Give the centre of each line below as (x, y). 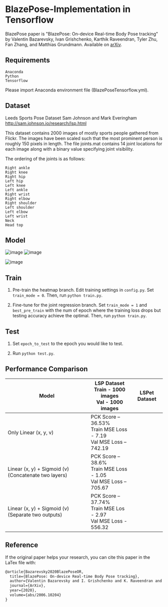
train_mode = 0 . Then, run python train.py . (57, 295)
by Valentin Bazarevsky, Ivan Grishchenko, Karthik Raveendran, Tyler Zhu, (81, 39)
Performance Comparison (46, 369)
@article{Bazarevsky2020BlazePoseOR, (44, 572)
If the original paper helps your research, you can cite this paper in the (78, 557)
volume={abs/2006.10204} (35, 595)
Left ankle (16, 190)
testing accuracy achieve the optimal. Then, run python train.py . (79, 316)
